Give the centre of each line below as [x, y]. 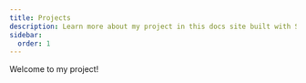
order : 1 [34, 43]
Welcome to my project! [54, 69]
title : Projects [40, 18]
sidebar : [26, 35]
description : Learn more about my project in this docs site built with [150, 26]
